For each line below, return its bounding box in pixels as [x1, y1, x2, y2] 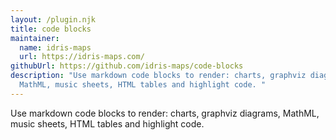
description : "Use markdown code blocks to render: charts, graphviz [10, 71, 307, 81]
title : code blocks [10, 24, 92, 34]
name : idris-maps [19, 42, 92, 53]
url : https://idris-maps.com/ [19, 52, 145, 62]
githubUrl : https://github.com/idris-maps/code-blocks [10, 61, 244, 71]
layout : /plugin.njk [10, 14, 97, 25]
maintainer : [10, 33, 60, 43]
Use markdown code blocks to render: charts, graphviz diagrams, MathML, [10, 107, 320, 119]
